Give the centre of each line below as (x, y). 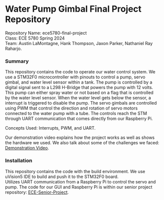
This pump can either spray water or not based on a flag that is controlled (79, 93)
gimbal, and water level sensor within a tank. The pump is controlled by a (79, 82)
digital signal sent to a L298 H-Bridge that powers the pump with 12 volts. (79, 88)
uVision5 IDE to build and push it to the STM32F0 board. (62, 177)
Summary (17, 61)
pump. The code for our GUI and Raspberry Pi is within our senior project (79, 187)
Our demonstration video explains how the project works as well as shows (80, 137)
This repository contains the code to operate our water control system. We (80, 72)
